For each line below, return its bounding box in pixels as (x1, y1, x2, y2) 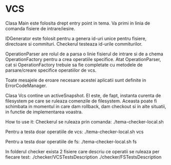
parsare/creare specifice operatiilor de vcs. (5, 67, 97, 73)
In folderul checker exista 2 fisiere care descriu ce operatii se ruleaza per (5, 148, 160, 154)
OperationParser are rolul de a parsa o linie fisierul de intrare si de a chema (5, 51, 164, 57)
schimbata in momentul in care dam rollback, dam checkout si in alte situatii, (5, 103, 166, 109)
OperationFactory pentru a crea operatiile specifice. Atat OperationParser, (5, 56, 161, 62)
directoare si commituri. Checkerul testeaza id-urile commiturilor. (5, 40, 143, 47)
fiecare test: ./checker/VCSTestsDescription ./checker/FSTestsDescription (5, 154, 162, 160)
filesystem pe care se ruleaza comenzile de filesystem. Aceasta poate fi (5, 98, 157, 104)
